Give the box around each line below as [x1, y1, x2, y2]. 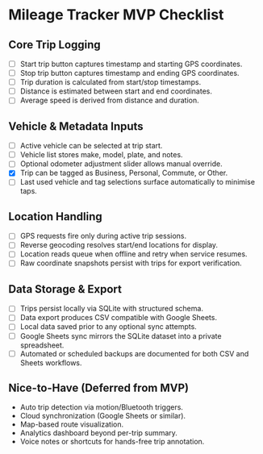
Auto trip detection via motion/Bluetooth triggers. [19, 402, 184, 412]
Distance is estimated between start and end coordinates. [19, 86, 212, 96]
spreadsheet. [19, 340, 65, 350]
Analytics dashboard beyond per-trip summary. [19, 428, 177, 438]
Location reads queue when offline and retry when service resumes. [19, 249, 248, 259]
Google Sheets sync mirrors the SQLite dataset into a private [19, 331, 222, 340]
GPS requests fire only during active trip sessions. [19, 231, 187, 241]
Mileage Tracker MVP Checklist [8, 6, 224, 24]
